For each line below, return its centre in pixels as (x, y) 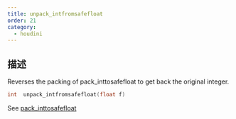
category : (22, 27)
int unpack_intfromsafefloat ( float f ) (66, 95)
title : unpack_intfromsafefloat (55, 14)
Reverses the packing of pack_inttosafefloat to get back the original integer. (118, 81)
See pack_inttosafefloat (42, 108)
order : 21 (22, 21)
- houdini (28, 34)
